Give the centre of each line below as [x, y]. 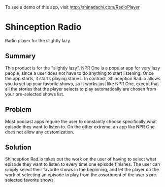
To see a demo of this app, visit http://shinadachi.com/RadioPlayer [73, 7]
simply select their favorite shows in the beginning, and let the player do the [82, 170]
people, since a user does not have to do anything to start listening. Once [80, 73]
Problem [18, 109]
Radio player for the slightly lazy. [38, 40]
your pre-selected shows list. [35, 94]
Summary [20, 56]
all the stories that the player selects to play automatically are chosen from [81, 89]
